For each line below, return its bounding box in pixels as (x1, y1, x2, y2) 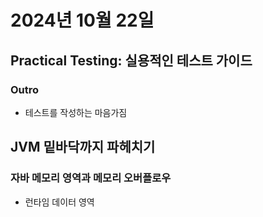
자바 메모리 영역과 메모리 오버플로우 (10, 171, 172, 185)
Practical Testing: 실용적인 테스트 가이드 (10, 52, 253, 69)
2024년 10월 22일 (10, 9, 155, 32)
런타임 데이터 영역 (24, 196, 95, 208)
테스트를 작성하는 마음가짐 (24, 106, 128, 118)
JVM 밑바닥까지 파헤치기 (10, 139, 156, 156)
